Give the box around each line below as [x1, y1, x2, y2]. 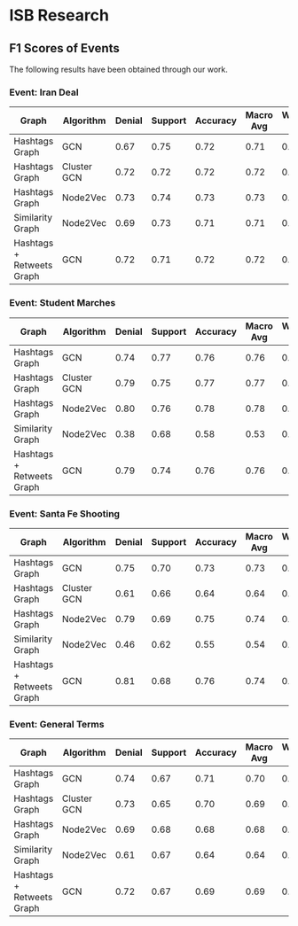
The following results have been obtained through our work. [9, 64, 228, 74]
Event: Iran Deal [9, 86, 79, 98]
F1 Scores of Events [9, 41, 120, 56]
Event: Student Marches [9, 297, 116, 309]
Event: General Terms [9, 718, 105, 730]
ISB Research [9, 5, 109, 26]
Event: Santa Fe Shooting [9, 507, 121, 519]
